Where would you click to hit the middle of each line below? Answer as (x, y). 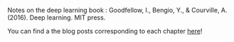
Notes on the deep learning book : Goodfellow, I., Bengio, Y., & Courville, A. (117, 10)
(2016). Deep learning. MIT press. (57, 17)
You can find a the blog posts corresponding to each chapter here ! (105, 31)
